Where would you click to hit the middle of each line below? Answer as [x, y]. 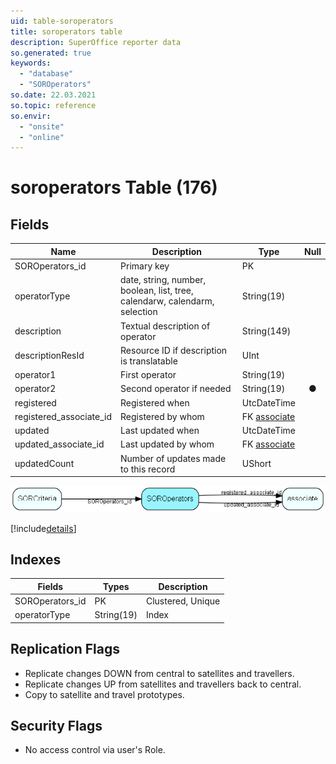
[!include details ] [43, 528]
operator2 [35, 389]
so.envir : [31, 116]
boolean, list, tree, [157, 291]
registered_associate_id [63, 416]
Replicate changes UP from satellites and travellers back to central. [163, 684]
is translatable [149, 361]
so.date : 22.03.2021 [53, 95]
